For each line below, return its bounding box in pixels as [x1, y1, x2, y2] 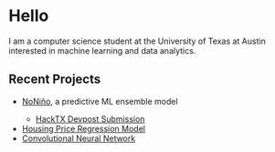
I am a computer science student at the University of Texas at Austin [8, 35, 266, 46]
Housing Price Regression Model [21, 123, 145, 134]
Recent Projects [8, 72, 101, 87]
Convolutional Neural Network [21, 133, 136, 144]
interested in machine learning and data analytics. [8, 45, 196, 56]
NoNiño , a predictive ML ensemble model [21, 96, 179, 106]
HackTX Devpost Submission [35, 113, 145, 124]
